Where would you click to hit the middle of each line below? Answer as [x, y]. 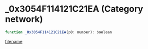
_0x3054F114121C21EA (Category [74, 9]
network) [24, 19]
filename [14, 41]
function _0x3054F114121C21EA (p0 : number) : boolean [58, 32]
